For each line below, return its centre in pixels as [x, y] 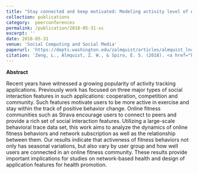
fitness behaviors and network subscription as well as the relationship [91, 133]
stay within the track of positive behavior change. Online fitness [83, 108]
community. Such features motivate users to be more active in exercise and [98, 102]
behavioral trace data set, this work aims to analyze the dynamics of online [97, 127]
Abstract [17, 72]
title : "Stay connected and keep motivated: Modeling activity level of [97, 11]
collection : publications [38, 17]
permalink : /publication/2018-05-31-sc [55, 28]
